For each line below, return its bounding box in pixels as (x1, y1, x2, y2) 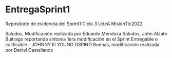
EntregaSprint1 (5, 4, 70, 15)
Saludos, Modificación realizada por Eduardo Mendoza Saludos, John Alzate (5, 30, 167, 36)
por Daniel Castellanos (5, 47, 53, 53)
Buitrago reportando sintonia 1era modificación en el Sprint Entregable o (5, 36, 158, 42)
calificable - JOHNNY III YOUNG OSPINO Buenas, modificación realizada (5, 41, 160, 47)
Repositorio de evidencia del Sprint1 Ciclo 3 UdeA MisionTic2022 (5, 21, 143, 27)
